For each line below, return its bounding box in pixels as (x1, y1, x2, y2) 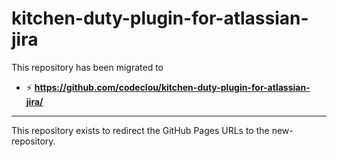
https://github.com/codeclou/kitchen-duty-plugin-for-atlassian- (34, 81, 311, 93)
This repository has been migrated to (11, 61, 164, 73)
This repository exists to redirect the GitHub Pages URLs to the (11, 124, 270, 136)
